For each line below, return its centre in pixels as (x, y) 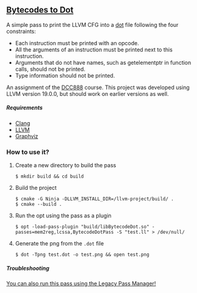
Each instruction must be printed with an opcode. (77, 43)
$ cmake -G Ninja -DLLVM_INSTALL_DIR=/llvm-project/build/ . (95, 199)
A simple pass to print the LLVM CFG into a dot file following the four (92, 24)
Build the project (36, 188)
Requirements (24, 108)
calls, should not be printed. (50, 69)
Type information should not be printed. (65, 75)
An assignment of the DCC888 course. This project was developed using (98, 87)
